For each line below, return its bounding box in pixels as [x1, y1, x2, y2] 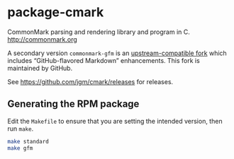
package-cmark [7, 4, 104, 20]
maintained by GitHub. [7, 64, 73, 72]
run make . [7, 124, 34, 133]
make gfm [7, 144, 33, 152]
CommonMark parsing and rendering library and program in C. [7, 28, 190, 36]
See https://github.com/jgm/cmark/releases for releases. [7, 77, 174, 86]
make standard [7, 138, 50, 145]
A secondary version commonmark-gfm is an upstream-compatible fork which [7, 49, 227, 57]
